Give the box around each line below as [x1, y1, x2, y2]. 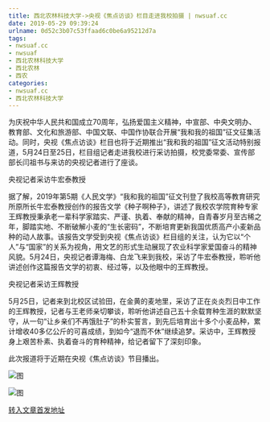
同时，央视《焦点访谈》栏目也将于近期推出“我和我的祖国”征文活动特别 [22, 138, 255, 147]
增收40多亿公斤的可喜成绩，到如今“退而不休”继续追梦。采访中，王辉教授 [14, 327, 256, 337]
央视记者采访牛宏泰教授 [8, 175, 86, 184]
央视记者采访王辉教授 [8, 279, 79, 289]
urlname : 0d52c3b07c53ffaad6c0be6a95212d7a [8, 27, 157, 35]
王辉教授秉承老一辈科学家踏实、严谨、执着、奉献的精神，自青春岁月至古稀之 [8, 212, 262, 221]
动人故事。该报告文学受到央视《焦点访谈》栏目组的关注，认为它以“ [22, 232, 244, 242]
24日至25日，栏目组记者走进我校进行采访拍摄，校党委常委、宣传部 [33, 147, 256, 157]
